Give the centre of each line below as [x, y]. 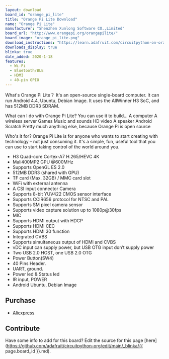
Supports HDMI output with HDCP [48, 220]
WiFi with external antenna [40, 183]
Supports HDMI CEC [34, 226]
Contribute [23, 328]
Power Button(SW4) [33, 258]
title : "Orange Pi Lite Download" [41, 19]
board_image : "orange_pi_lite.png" [43, 38]
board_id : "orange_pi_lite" [35, 15]
